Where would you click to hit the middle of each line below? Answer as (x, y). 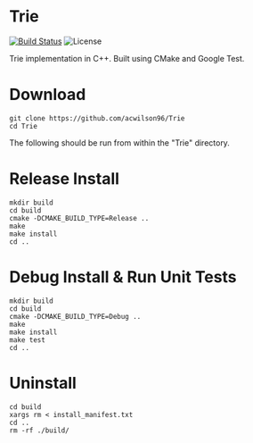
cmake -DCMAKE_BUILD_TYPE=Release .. (79, 218)
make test (28, 340)
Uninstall (43, 383)
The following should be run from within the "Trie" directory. (119, 142)
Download (48, 95)
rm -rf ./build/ (39, 430)
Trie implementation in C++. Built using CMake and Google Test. (127, 58)
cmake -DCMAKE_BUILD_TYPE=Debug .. (75, 316)
